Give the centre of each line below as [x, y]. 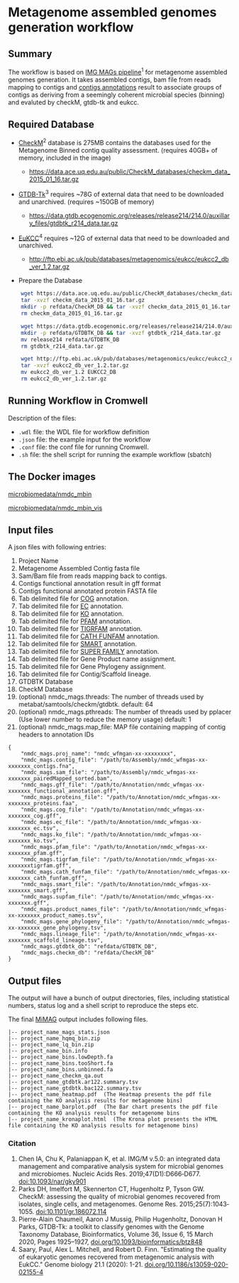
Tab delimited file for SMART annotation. [78, 644]
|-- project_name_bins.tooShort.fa [61, 1063]
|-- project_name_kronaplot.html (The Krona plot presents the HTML [113, 1120]
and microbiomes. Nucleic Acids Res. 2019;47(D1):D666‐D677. [109, 1174]
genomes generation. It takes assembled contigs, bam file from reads [110, 80]
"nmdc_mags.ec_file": [52, 822]
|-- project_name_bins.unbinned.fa [61, 1070]
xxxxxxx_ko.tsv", [34, 841]
